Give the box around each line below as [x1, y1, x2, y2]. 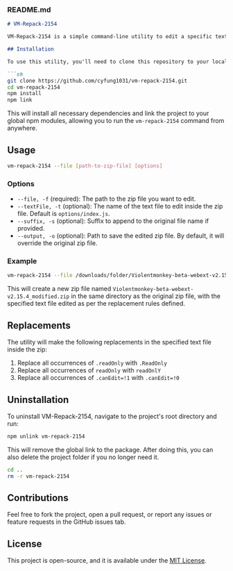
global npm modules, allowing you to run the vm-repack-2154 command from [7, 117, 225, 125]
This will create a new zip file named [7, 285, 112, 293]
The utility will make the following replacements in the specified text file [7, 338, 212, 347]
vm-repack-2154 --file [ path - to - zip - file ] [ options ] [7, 162, 163, 169]
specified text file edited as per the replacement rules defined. [7, 299, 186, 308]
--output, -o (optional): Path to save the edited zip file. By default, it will [17, 231, 225, 240]
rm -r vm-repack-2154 [7, 472, 70, 480]
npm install [7, 90, 42, 97]
